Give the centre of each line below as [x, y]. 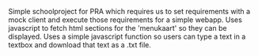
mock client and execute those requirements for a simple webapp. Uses [125, 20]
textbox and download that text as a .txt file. [80, 45]
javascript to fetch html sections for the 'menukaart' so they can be [118, 28]
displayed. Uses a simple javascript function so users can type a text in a [127, 36]
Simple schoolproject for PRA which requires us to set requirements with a [129, 11]
